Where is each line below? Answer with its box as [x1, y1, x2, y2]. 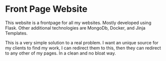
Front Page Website [5, 3, 88, 15]
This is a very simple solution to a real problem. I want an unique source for [5, 39, 159, 45]
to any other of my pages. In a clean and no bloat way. [5, 50, 116, 56]
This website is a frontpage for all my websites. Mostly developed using [5, 20, 152, 26]
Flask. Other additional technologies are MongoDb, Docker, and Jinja [5, 25, 146, 30]
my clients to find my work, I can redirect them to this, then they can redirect [5, 45, 161, 51]
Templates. [5, 30, 28, 36]
